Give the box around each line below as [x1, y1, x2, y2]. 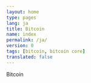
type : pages [6, 15, 36, 21]
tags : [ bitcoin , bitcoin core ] [6, 48, 86, 55]
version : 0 [6, 43, 34, 49]
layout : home [6, 8, 39, 15]
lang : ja [6, 20, 29, 26]
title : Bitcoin [6, 25, 45, 32]
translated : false [6, 54, 53, 60]
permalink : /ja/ [6, 37, 47, 43]
